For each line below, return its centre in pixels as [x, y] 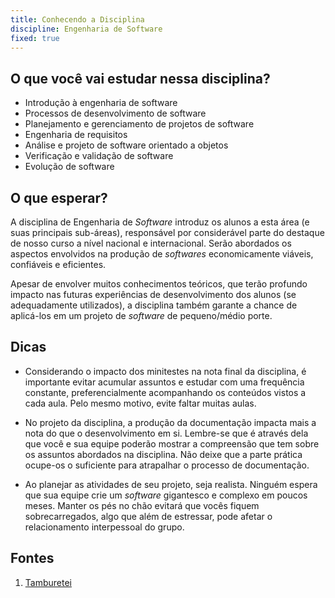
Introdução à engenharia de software [101, 103]
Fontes [32, 558]
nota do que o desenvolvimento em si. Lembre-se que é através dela [166, 433]
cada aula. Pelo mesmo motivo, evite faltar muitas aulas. [140, 403]
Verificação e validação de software [99, 156]
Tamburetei [48, 582]
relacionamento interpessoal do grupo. [104, 527]
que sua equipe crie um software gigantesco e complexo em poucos [166, 495]
